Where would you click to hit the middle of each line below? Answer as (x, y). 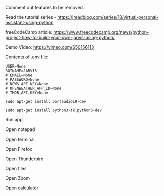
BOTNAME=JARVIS (21, 71)
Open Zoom (18, 178)
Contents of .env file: (27, 57)
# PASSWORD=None (22, 80)
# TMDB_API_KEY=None (27, 93)
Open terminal (20, 139)
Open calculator (22, 188)
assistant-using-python (29, 22)
